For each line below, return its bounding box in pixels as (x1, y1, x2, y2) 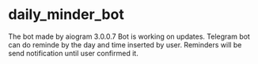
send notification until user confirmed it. (8, 48, 138, 58)
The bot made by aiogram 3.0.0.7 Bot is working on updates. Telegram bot (8, 32, 251, 41)
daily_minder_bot (8, 6, 124, 24)
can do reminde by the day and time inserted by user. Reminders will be (8, 40, 242, 49)
